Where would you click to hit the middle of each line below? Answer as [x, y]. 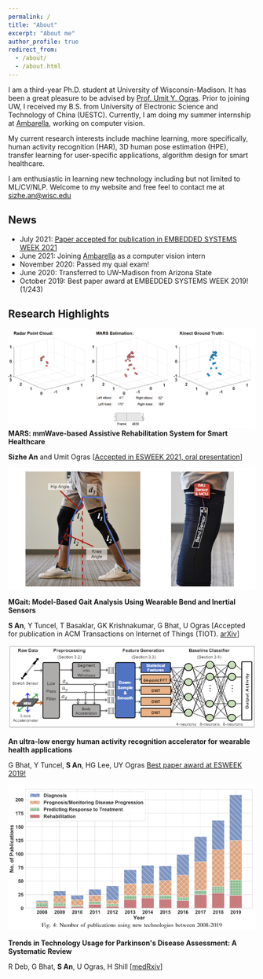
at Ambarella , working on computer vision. [77, 123]
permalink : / [29, 17]
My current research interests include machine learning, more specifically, [128, 138]
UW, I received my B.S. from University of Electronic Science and [113, 106]
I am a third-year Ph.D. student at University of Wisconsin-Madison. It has [127, 90]
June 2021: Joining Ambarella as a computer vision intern [112, 256]
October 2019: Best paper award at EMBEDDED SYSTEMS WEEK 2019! [134, 281]
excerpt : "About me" [42, 33]
